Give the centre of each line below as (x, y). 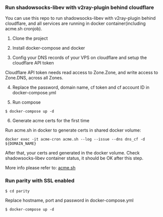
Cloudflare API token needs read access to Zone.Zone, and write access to (82, 72)
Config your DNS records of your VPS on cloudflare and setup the (80, 58)
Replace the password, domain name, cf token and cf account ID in (81, 87)
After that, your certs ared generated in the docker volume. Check (73, 153)
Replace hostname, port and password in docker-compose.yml (69, 200)
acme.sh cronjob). (24, 29)
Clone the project (30, 38)
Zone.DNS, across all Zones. (34, 78)
